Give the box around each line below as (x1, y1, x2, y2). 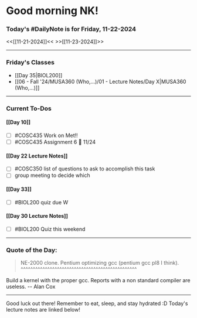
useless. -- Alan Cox (6, 283, 56, 290)
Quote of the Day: (6, 246, 57, 254)
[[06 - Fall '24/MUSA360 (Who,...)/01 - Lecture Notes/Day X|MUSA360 (14, 78, 186, 85)
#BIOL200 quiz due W (14, 199, 69, 206)
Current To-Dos (6, 104, 52, 112)
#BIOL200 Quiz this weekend (14, 225, 86, 232)
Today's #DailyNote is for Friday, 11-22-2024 (6, 25, 137, 33)
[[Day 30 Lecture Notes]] (6, 213, 69, 220)
